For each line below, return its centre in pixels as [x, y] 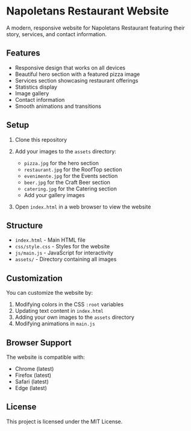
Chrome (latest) [34, 369]
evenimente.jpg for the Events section [71, 175]
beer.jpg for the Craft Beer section [67, 182]
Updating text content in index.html [59, 311]
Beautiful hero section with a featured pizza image [77, 74]
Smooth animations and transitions [58, 106]
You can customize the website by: [50, 293]
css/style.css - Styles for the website [62, 247]
